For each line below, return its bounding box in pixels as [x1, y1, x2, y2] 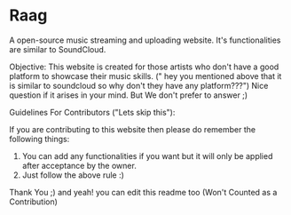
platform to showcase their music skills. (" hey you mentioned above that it [9, 70, 282, 81]
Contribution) [9, 196, 58, 207]
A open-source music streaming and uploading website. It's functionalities [9, 35, 281, 45]
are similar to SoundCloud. [9, 44, 106, 54]
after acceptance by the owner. [21, 160, 138, 171]
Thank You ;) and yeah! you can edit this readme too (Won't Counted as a [9, 187, 278, 197]
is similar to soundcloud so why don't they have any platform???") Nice [9, 80, 269, 91]
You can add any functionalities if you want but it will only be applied [21, 150, 273, 161]
